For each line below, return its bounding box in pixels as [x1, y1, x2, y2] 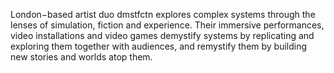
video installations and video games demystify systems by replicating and [10, 30, 315, 41]
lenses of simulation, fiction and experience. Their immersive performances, [10, 19, 325, 31]
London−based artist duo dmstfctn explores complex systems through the [10, 9, 316, 20]
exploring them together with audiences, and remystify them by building [10, 40, 308, 52]
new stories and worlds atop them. [10, 51, 153, 63]
